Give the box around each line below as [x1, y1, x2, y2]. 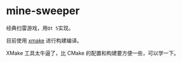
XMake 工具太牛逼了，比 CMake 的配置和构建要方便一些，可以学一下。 [6, 49, 179, 57]
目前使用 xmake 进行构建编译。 [6, 37, 83, 44]
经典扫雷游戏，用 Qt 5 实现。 [6, 24, 74, 31]
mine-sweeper [6, 4, 80, 18]
